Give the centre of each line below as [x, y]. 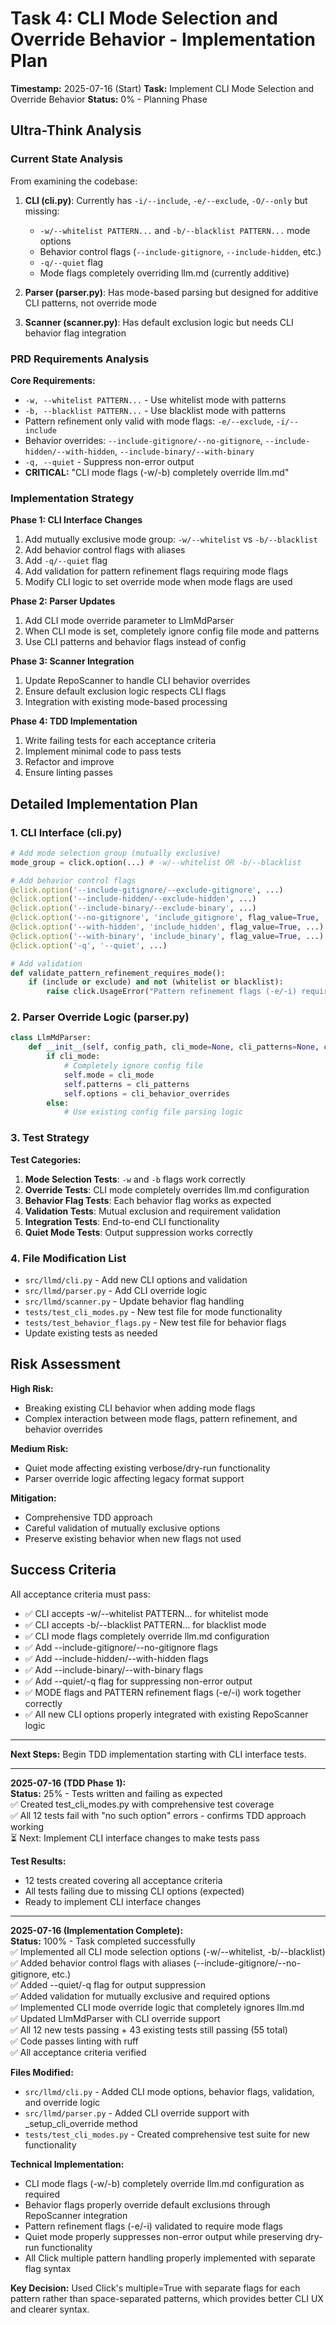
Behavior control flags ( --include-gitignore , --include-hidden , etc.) [180, 251]
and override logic [62, 2102]
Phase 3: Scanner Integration [72, 661]
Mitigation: [33, 1498]
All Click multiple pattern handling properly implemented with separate [170, 2258]
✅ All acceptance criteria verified [78, 2052]
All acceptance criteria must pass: [80, 1594]
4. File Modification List [68, 1258]
